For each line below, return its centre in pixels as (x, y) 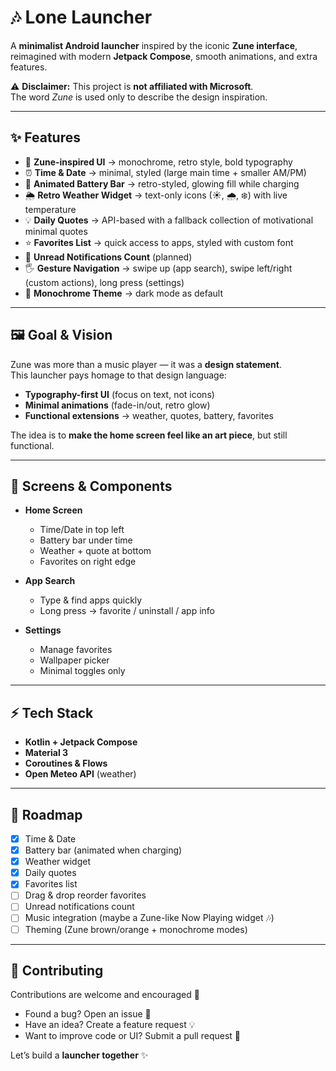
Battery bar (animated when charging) (103, 850)
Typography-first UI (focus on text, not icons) (119, 394)
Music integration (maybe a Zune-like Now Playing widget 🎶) (149, 918)
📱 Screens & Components (91, 486)
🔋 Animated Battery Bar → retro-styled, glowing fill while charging (162, 183)
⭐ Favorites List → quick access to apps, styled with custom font (159, 242)
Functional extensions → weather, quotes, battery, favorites (149, 415)
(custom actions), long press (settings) (104, 282)
